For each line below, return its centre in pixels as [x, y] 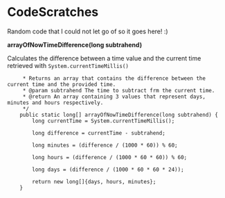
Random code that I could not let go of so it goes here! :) [88, 31]
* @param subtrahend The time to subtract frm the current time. [119, 90]
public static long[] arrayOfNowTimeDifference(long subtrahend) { [119, 115]
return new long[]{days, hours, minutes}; [94, 181]
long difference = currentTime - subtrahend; [99, 133]
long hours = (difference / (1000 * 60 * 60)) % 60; [110, 157]
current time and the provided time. [62, 84]
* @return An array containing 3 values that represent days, [114, 97]
